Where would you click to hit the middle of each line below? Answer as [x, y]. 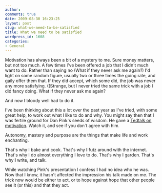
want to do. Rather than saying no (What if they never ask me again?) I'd [78, 70]
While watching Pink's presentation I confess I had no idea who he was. [77, 170]
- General [15, 46]
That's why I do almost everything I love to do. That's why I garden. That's [80, 155]
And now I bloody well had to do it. [40, 100]
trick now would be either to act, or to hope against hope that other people [80, 180]
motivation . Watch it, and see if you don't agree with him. [62, 126]
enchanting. [17, 140]
